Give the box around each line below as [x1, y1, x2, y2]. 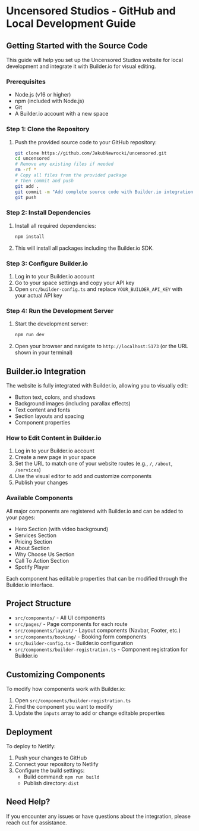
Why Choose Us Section [14, 550, 75, 558]
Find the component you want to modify [14, 703, 113, 711]
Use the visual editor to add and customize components [14, 473, 152, 480]
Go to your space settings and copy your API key [14, 279, 135, 286]
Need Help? [6, 797, 50, 807]
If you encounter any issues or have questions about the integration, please [6, 813, 191, 820]
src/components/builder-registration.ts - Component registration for [14, 646, 188, 653]
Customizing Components [6, 669, 106, 680]
